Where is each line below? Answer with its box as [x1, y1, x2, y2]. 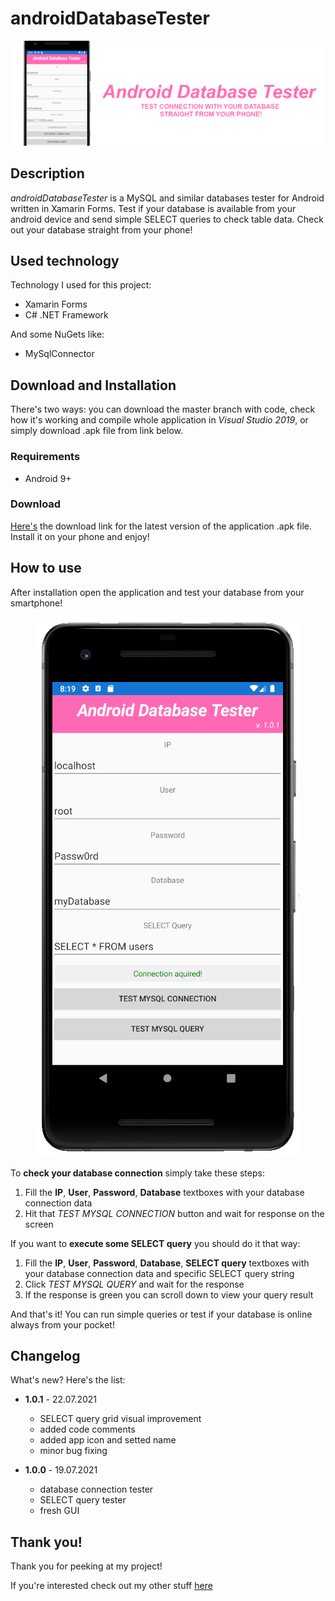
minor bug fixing [39, 1445, 108, 1457]
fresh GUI [39, 1505, 80, 1517]
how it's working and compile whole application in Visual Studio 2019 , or [10, 414, 309, 426]
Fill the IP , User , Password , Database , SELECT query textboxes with [24, 1257, 310, 1269]
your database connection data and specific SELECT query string [24, 1267, 295, 1279]
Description [10, 165, 85, 182]
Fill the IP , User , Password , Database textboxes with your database [24, 1186, 305, 1198]
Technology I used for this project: [10, 279, 152, 291]
